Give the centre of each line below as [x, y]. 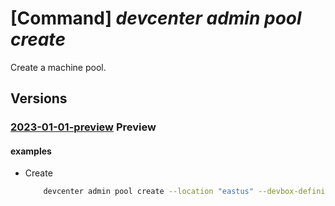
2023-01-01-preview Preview [83, 127]
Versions [39, 98]
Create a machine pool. [58, 67]
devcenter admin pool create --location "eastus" [148, 192]
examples [31, 151]
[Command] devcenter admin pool [156, 18]
